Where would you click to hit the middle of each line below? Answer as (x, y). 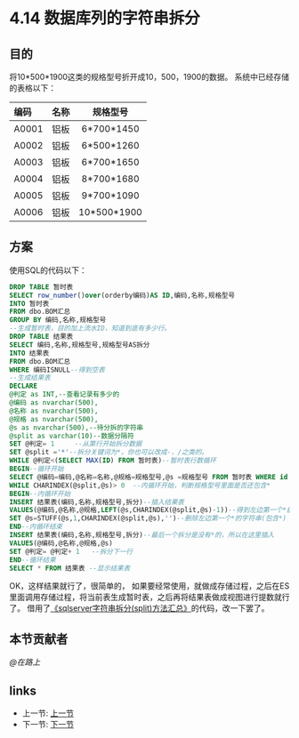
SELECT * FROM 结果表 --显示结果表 (70, 568)
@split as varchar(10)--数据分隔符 (72, 436)
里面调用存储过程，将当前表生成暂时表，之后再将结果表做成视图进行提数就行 (149, 598)
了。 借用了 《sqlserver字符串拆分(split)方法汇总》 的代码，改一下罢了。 (139, 608)
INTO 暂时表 (29, 303)
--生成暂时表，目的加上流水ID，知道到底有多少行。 (90, 329)
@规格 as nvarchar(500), (54, 419)
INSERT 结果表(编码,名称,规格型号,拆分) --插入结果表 (97, 502)
